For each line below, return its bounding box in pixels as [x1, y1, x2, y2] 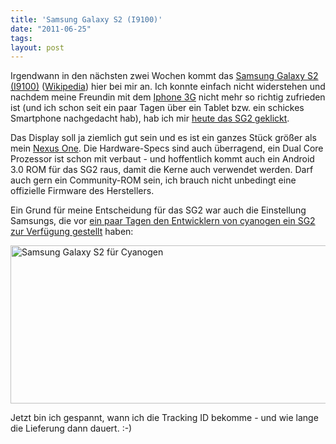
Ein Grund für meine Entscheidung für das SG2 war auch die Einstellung [10, 204, 307, 216]
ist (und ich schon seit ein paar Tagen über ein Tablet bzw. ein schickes [10, 102, 305, 114]
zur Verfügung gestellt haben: [10, 226, 134, 238]
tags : [10, 33, 33, 43]
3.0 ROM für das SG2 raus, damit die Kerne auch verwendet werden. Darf [10, 164, 314, 176]
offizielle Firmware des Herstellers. [10, 185, 155, 197]
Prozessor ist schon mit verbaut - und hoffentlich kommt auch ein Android [10, 153, 315, 165]
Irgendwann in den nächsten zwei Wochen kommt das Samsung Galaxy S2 [10, 70, 319, 82]
